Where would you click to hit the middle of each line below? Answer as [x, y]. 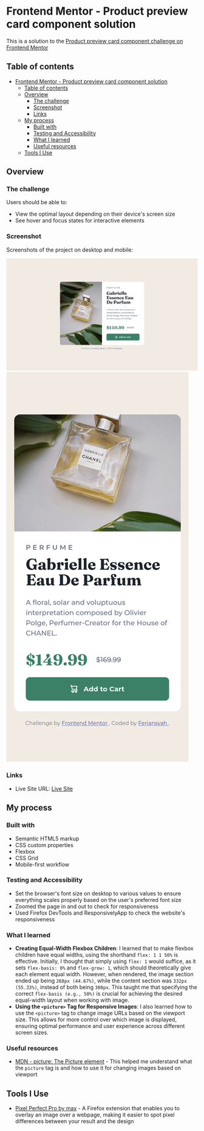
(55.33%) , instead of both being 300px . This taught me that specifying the [106, 987]
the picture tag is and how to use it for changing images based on [98, 1068]
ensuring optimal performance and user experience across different [100, 1026]
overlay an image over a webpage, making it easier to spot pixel [95, 1115]
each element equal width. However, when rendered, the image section [104, 974]
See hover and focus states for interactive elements [80, 221]
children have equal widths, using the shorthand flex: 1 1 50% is [97, 955]
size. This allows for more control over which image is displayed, [96, 1019]
